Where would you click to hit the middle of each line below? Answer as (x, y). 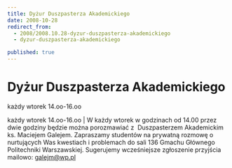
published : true (31, 52)
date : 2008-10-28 (33, 20)
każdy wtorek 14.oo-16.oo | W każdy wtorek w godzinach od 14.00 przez (112, 120)
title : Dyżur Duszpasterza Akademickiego (69, 14)
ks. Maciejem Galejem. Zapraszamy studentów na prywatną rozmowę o (110, 134)
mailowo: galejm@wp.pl (41, 157)
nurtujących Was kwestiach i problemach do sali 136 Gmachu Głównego (111, 142)
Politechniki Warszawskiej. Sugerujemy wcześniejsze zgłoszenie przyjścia (114, 149)
